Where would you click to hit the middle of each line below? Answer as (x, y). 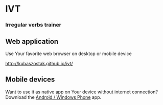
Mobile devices (30, 80)
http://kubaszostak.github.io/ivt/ (39, 63)
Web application (32, 41)
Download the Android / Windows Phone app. (53, 97)
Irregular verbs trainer (33, 25)
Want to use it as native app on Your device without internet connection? (82, 92)
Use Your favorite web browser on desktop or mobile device (68, 54)
